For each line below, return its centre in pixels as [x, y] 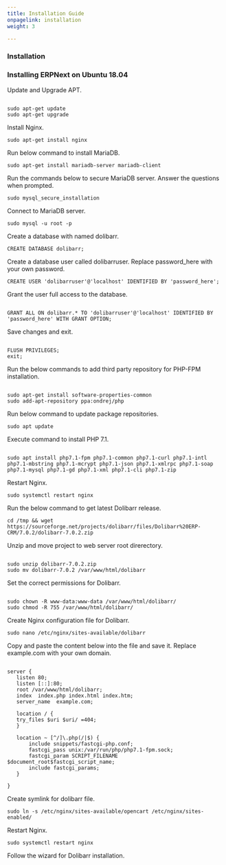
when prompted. [31, 185]
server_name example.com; [55, 702]
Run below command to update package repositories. [83, 414]
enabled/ [20, 817]
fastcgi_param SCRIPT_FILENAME [73, 756]
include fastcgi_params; [64, 768]
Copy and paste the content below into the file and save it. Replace [102, 645]
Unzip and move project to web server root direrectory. [85, 545]
